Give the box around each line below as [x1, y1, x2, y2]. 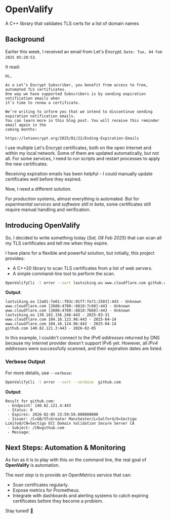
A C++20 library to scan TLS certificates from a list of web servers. [12, 265, 153, 271]
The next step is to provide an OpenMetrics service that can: [5, 472, 132, 478]
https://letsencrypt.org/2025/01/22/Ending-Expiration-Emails [5, 135, 139, 141]
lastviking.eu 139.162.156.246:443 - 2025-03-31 [5, 313, 110, 318]
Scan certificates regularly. [12, 482, 69, 488]
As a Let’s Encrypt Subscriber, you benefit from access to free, [5, 82, 148, 87]
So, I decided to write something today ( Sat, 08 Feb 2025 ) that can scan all [5, 234, 162, 240]
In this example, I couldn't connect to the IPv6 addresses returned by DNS [5, 335, 160, 341]
